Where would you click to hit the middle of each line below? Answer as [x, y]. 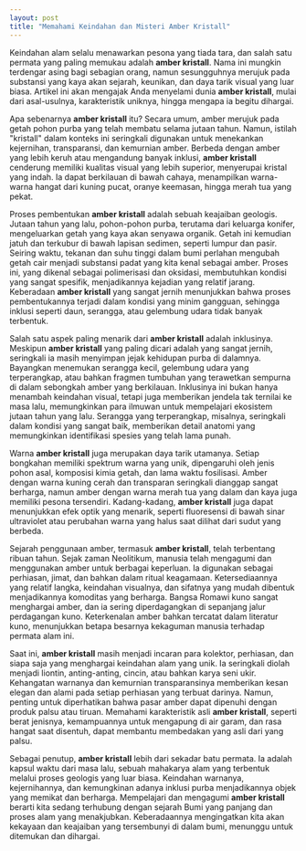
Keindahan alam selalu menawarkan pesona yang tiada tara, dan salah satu [151, 52]
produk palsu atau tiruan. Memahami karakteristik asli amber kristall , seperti [153, 711]
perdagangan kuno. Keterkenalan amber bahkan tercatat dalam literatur [144, 616]
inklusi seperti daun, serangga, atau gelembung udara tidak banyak [136, 310]
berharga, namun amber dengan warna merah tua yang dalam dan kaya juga [153, 492]
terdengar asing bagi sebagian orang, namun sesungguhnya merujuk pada [150, 72]
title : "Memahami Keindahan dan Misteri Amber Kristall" [120, 26]
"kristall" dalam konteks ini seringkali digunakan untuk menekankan [137, 138]
